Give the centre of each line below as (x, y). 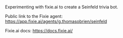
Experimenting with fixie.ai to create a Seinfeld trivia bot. (61, 7)
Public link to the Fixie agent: (34, 16)
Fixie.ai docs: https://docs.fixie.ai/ (39, 31)
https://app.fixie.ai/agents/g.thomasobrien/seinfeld (56, 21)
